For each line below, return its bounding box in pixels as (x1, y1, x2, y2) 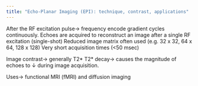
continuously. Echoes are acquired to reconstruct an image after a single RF (6, 31, 191, 39)
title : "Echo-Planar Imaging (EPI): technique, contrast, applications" (6, 8, 189, 15)
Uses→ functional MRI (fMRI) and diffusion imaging (6, 73, 131, 80)
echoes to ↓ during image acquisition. (6, 62, 99, 69)
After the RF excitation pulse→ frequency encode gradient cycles (6, 25, 165, 32)
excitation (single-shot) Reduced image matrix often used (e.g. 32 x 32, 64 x (6, 37, 192, 44)
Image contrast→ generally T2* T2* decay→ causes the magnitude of (6, 55, 177, 62)
